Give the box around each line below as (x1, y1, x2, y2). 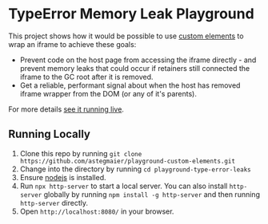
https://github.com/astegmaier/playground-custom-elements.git (19, 157, 236, 165)
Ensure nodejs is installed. (19, 172, 106, 182)
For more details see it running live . (8, 104, 124, 114)
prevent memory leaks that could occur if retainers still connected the (19, 63, 250, 73)
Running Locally (8, 128, 90, 141)
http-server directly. (19, 198, 88, 207)
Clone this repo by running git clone (19, 148, 142, 158)
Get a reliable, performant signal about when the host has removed (19, 81, 241, 90)
